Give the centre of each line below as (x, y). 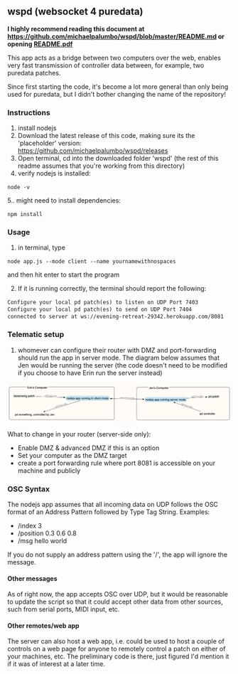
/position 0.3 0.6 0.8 (47, 533)
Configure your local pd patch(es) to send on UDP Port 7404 (100, 310)
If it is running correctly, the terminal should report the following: (112, 289)
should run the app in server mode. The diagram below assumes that (119, 358)
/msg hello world (42, 541)
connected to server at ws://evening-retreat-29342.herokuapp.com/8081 (115, 317)
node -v (19, 188)
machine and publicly (49, 470)
